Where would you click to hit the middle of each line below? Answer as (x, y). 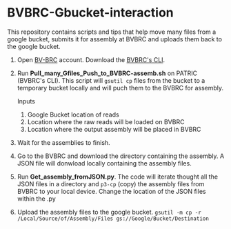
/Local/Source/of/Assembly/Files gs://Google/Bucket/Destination (113, 219)
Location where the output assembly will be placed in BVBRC (114, 129)
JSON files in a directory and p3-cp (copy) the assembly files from (111, 183)
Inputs (26, 101)
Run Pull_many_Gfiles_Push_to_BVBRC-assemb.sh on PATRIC (107, 73)
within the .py (37, 199)
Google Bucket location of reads (73, 114)
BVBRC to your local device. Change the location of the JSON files (111, 191)
